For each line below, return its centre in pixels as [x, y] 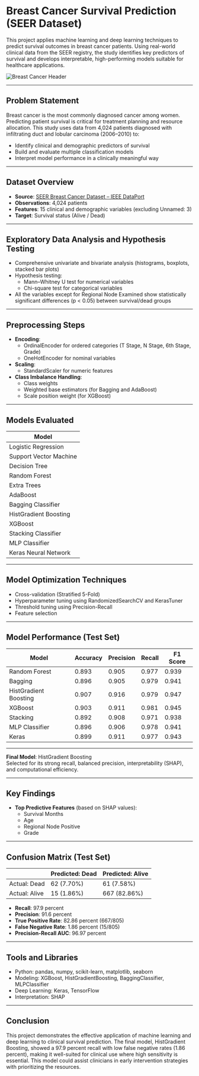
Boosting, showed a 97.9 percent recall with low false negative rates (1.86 [96, 1048]
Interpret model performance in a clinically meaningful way [86, 158]
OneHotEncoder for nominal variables [70, 358]
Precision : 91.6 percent [43, 914]
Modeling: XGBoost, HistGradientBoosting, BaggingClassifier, [89, 978]
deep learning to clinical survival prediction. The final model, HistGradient [96, 1042]
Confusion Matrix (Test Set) [58, 857]
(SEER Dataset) [44, 23]
